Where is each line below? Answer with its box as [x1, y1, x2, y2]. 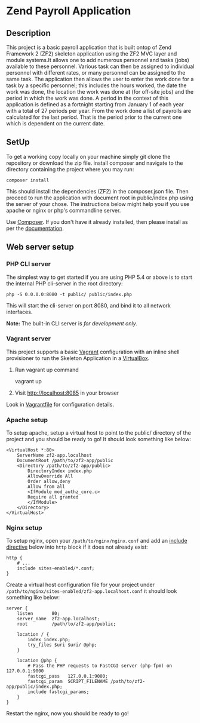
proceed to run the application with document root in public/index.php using [6, 194, 194, 201]
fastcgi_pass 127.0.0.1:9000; [27, 673, 109, 679]
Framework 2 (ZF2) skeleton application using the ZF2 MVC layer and [6, 50, 177, 57]
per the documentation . [6, 224, 64, 232]
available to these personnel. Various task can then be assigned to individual [6, 63, 195, 70]
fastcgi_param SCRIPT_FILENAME [27, 679, 109, 685]
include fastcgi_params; [27, 689, 90, 695]
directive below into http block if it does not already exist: [6, 543, 148, 550]
